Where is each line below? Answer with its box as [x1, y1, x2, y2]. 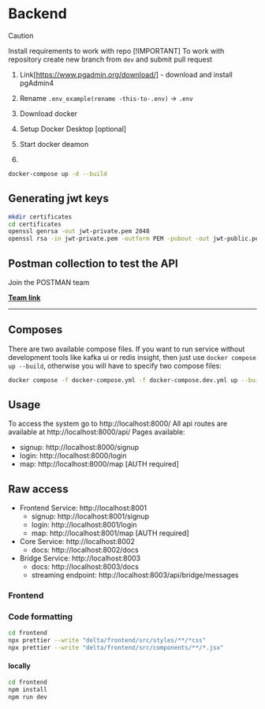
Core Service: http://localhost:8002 [19, 537, 136, 546]
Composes [8, 323, 63, 336]
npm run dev [8, 693, 47, 701]
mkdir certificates [8, 212, 73, 221]
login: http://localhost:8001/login [31, 520, 137, 530]
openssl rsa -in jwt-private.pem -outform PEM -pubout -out [8, 234, 211, 243]
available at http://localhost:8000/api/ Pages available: [8, 427, 185, 437]
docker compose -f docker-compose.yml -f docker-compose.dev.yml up [8, 376, 238, 384]
